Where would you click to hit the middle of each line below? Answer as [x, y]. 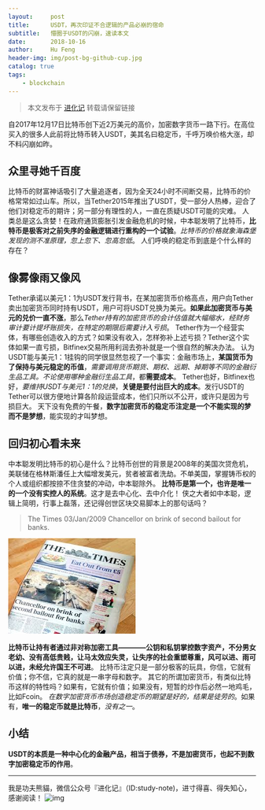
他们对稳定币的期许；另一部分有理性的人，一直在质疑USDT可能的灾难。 [125, 211]
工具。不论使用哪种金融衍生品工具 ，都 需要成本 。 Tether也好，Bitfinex [135, 377]
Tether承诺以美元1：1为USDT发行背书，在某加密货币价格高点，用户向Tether [131, 298]
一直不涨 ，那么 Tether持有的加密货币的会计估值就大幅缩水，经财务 [142, 318]
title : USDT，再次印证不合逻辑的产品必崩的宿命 [86, 25]
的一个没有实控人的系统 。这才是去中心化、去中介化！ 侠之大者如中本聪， [126, 494]
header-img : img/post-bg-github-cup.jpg [75, 58]
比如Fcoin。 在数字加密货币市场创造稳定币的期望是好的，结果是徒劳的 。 [125, 697]
